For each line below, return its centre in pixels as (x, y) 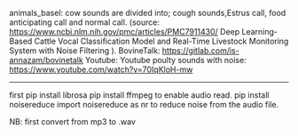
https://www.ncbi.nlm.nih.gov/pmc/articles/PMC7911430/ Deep (125, 32)
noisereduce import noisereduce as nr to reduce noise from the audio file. (144, 104)
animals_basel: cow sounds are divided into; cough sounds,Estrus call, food (148, 13)
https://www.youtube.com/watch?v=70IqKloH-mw (101, 69)
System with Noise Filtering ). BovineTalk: (85, 51)
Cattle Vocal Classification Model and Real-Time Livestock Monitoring (161, 41)
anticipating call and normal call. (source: (84, 22)
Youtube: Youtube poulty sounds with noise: (166, 60)
